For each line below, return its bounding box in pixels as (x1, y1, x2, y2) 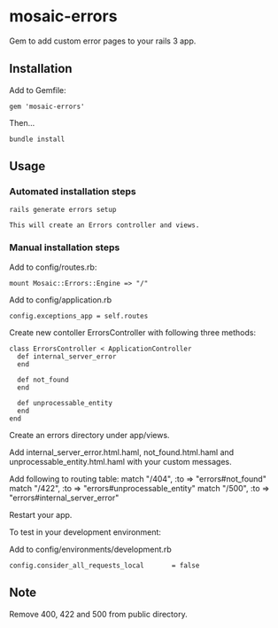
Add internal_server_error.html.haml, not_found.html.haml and (9, 446, 235, 458)
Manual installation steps (9, 241, 120, 254)
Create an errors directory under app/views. (9, 429, 170, 440)
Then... (9, 117, 35, 128)
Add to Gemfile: (9, 84, 66, 95)
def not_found (17, 375, 69, 384)
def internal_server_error (17, 352, 117, 361)
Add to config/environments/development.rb (9, 544, 173, 554)
